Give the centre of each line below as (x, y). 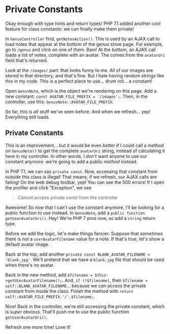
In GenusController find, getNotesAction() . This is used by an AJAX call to (82, 39)
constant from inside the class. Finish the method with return (69, 291)
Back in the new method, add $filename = (49, 275)
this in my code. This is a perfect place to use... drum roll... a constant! (79, 81)
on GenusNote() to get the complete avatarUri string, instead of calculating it (85, 151)
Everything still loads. (28, 117)
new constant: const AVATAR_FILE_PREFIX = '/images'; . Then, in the (77, 96)
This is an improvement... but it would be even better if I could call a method (84, 145)
